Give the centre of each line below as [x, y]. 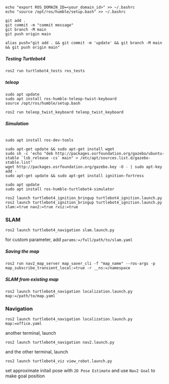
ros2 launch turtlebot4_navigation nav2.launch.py [60, 343]
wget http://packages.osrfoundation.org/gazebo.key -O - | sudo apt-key [84, 167]
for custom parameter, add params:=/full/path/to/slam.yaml [69, 240]
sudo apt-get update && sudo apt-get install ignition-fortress [75, 175]
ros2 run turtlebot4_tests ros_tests [45, 71]
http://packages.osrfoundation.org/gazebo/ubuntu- [110, 153]
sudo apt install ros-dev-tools [39, 140]
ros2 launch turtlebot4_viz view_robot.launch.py [59, 361]
